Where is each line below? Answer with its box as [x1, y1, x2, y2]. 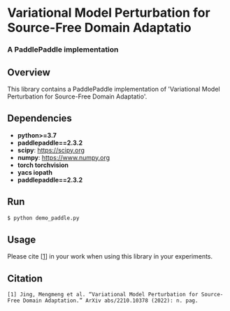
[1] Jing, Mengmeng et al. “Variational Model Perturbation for [7, 291, 199, 298]
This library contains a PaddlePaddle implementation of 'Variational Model [7, 85, 220, 93]
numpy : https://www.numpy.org [17, 153, 110, 161]
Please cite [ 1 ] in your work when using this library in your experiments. [7, 252, 213, 261]
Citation [7, 273, 43, 284]
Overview [7, 66, 51, 78]
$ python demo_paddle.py [7, 215, 80, 222]
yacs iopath [17, 168, 52, 176]
